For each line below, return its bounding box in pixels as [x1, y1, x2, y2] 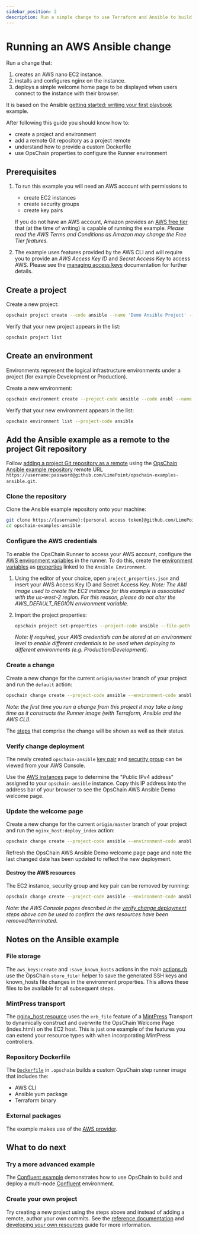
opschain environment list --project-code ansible [6, 418, 134, 424]
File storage [6, 952, 41, 960]
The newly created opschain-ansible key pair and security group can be [6, 755, 182, 762]
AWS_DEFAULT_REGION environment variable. [14, 599, 129, 607]
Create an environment [6, 351, 93, 361]
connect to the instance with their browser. [14, 90, 120, 97]
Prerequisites [6, 167, 57, 177]
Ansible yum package [14, 1091, 68, 1098]
